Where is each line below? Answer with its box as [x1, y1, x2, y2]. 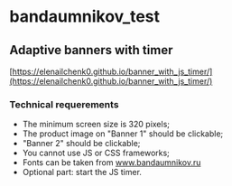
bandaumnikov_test [9, 6, 161, 27]
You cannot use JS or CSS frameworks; [22, 147, 170, 159]
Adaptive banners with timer [9, 42, 173, 58]
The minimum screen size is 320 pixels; [22, 119, 170, 130]
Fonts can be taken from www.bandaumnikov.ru [22, 157, 201, 168]
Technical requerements [9, 98, 119, 110]
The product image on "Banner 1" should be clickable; [22, 128, 224, 139]
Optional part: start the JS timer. [22, 167, 143, 178]
